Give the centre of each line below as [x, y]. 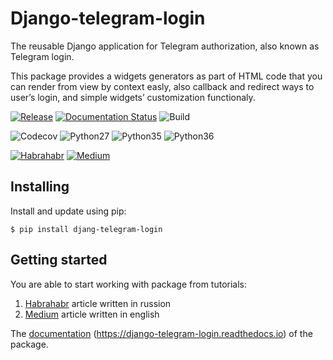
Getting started [59, 260]
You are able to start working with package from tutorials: [129, 284]
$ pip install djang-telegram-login [86, 229]
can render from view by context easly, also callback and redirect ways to [162, 86]
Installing [40, 187]
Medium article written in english [92, 314]
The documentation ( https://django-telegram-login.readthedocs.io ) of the [161, 333]
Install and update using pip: [68, 211]
